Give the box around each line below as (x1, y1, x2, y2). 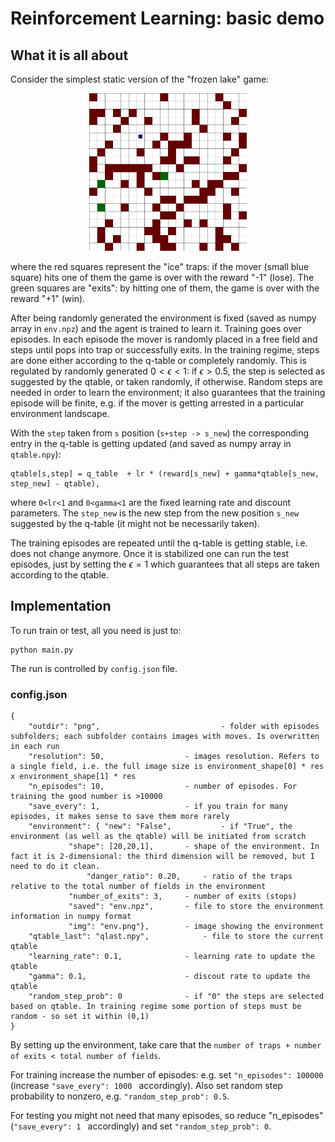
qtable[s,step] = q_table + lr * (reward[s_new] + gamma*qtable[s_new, (10, 469, 320, 479)
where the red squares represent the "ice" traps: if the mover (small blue (10, 261, 310, 272)
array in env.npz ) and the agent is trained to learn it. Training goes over (10, 323, 302, 334)
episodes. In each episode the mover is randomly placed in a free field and (10, 333, 318, 345)
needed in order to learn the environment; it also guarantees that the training (10, 387, 326, 398)
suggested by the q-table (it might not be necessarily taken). (10, 518, 260, 529)
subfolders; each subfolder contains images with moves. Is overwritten (10, 732, 320, 742)
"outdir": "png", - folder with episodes (28, 722, 320, 732)
